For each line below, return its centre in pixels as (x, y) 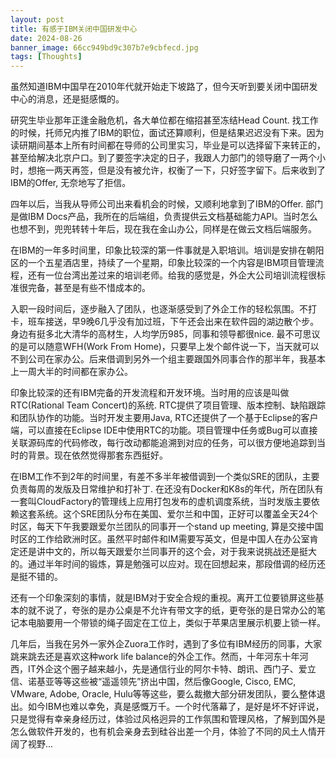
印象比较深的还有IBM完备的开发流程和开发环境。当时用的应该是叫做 (150, 393)
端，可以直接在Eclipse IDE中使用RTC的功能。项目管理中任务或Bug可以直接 (164, 430)
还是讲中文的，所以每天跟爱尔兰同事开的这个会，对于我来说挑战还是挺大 (167, 552)
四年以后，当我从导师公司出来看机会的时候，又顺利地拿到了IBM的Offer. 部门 (167, 204)
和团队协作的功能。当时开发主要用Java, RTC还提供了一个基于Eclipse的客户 (164, 418)
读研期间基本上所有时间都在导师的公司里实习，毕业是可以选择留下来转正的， (168, 145)
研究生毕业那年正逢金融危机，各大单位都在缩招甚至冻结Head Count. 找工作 (164, 120)
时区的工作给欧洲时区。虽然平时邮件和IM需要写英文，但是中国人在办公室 (160, 539)
